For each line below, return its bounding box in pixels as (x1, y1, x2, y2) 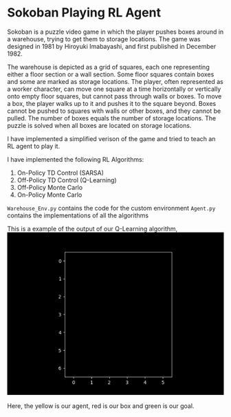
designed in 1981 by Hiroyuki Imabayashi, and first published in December (7, 42, 217, 50)
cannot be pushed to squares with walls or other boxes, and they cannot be (7, 107, 221, 115)
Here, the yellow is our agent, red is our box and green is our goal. (7, 401, 195, 410)
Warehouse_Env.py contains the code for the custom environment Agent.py (7, 204, 216, 212)
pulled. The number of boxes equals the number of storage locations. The (7, 114, 217, 122)
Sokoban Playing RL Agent (7, 5, 162, 21)
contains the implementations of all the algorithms (7, 211, 149, 220)
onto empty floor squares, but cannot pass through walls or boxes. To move (7, 92, 222, 100)
